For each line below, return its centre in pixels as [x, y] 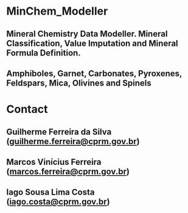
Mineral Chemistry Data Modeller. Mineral [87, 34]
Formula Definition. [44, 53]
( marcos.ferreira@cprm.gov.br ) [68, 171]
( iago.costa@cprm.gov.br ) [58, 202]
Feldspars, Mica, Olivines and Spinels [79, 83]
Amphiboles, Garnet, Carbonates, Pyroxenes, [94, 74]
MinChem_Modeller [57, 11]
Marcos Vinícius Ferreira [54, 162]
